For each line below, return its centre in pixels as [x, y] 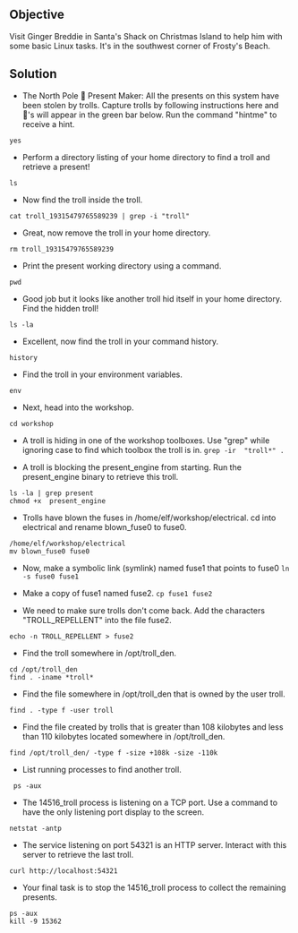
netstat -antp [36, 828]
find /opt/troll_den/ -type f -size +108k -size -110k [114, 753]
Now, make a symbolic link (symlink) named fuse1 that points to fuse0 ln [156, 568]
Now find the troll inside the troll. [82, 200]
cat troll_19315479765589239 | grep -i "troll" [100, 216]
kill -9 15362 [36, 921]
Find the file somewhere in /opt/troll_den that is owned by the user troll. [154, 694]
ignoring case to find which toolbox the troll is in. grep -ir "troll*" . [153, 449]
